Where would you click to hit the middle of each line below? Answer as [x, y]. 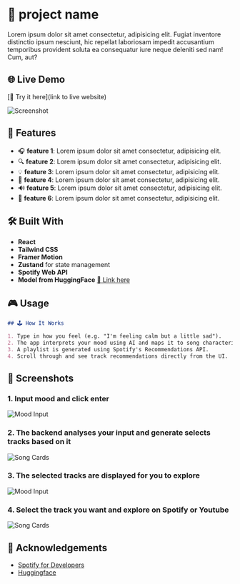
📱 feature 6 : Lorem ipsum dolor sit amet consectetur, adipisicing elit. [119, 198]
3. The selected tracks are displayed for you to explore [104, 475]
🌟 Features [32, 133]
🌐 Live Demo [36, 80]
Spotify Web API [42, 272]
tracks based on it [39, 442]
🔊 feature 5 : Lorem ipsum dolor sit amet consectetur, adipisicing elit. [120, 188]
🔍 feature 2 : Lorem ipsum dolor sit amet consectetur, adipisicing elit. [119, 161]
